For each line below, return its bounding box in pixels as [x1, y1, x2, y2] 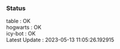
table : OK [6, 18, 31, 25]
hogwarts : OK [6, 24, 42, 31]
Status [6, 4, 26, 12]
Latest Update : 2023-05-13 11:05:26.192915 [6, 37, 115, 44]
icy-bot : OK [6, 30, 36, 37]
